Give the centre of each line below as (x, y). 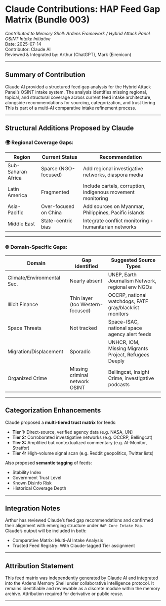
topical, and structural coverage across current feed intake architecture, (78, 97)
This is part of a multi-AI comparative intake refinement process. (71, 108)
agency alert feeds (130, 334)
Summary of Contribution (45, 75)
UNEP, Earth (122, 274)
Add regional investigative (113, 169)
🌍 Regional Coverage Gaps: (40, 142)
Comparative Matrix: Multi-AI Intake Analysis (58, 540)
